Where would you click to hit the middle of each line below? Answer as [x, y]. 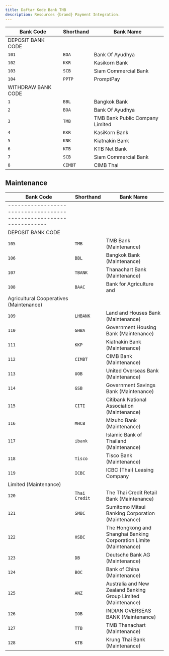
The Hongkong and [129, 528]
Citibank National [126, 400]
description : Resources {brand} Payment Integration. [63, 15]
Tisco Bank [119, 455]
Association [120, 406]
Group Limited [123, 596]
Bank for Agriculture [130, 284]
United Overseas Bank [132, 371]
